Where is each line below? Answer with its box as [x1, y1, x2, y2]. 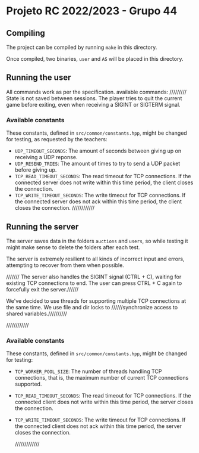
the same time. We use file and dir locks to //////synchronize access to [6, 303, 178, 311]
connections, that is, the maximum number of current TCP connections [14, 374, 189, 381]
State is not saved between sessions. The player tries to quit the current [6, 94, 182, 102]
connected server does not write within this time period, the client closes [14, 179, 194, 186]
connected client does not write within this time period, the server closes [14, 398, 194, 406]
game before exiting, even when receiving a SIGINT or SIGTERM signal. [6, 101, 181, 108]
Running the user [6, 73, 71, 83]
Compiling [6, 28, 46, 38]
